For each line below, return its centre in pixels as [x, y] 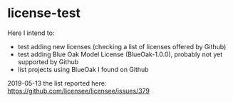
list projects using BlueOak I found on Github [83, 69]
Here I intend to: [31, 33]
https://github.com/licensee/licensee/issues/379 [79, 91]
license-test [44, 13]
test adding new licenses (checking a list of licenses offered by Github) [122, 46]
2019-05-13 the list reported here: [57, 83]
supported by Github [48, 61]
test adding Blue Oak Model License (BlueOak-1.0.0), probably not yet [120, 54]
